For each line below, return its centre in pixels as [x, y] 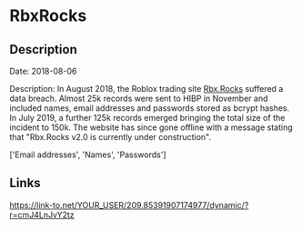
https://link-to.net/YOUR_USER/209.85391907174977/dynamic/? [129, 204]
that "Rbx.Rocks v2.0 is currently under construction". [111, 137]
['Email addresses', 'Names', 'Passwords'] [88, 154]
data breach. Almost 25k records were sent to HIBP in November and [139, 98]
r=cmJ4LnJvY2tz [42, 214]
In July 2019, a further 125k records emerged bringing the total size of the [147, 118]
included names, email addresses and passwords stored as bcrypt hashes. [150, 108]
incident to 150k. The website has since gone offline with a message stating [151, 127]
